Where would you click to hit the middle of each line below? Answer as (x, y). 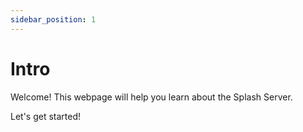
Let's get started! (46, 116)
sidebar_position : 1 (53, 19)
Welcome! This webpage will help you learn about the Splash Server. (151, 97)
